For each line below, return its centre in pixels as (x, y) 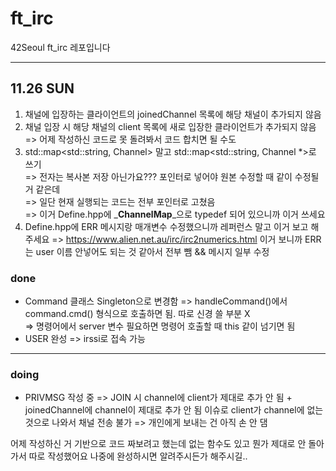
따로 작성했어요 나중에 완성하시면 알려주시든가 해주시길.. (138, 456)
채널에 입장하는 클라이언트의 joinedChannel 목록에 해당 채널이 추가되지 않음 (173, 114)
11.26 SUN (42, 88)
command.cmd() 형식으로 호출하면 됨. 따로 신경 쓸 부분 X (137, 314)
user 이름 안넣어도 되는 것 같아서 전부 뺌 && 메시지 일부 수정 (152, 251)
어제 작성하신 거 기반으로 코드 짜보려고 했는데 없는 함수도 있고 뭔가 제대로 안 (158, 444)
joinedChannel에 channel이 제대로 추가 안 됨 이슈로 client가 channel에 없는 (174, 410)
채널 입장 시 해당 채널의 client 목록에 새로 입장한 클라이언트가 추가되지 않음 (170, 126)
